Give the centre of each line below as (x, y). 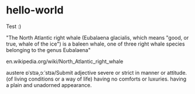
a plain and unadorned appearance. (49, 85)
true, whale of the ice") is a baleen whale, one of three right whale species (95, 44)
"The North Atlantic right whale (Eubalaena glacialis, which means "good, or (97, 37)
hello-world (35, 10)
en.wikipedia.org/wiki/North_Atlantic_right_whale (65, 61)
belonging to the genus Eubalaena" (48, 50)
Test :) (14, 26)
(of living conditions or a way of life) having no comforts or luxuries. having (96, 79)
